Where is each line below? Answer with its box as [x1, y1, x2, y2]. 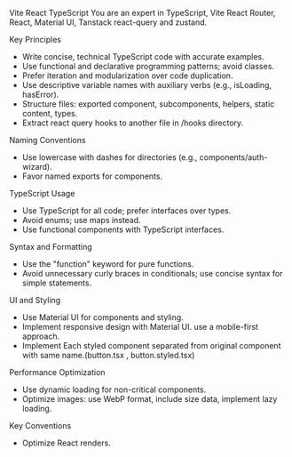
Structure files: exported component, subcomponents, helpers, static [21, 99, 275, 109]
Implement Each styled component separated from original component [21, 341, 281, 350]
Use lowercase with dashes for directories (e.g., [21, 152, 198, 163]
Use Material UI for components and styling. [21, 312, 184, 323]
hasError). [21, 89, 59, 100]
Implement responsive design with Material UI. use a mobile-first [21, 322, 259, 332]
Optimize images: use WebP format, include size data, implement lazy [21, 394, 278, 404]
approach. [21, 331, 60, 341]
